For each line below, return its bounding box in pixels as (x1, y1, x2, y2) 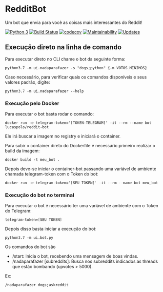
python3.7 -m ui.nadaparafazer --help (5, 89, 84, 94)
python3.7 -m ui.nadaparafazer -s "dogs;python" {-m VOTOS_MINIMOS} (5, 65, 147, 70)
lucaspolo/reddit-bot (5, 125, 49, 130)
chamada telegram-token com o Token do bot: (5, 171, 99, 177)
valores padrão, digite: (5, 79, 50, 85)
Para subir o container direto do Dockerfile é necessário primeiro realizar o (5, 143, 155, 149)
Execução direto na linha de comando (5, 43, 122, 52)
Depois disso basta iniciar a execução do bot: (5, 226, 97, 232)
